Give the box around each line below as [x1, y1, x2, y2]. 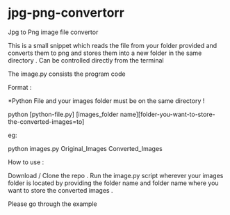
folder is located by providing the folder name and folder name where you [8, 179, 219, 187]
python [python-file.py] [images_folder [8, 110, 119, 118]
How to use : [8, 158, 44, 166]
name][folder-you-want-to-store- [120, 110, 215, 118]
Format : [8, 83, 32, 91]
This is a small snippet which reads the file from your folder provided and [8, 41, 217, 49]
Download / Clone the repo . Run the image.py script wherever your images [8, 171, 224, 180]
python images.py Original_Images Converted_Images [8, 144, 163, 152]
